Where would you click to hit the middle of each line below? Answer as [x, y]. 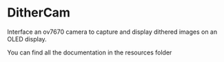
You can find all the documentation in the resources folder [90, 52]
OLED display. [27, 39]
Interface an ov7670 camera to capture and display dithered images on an [112, 32]
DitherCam [39, 13]
